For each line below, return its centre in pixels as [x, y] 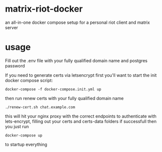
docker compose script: [29, 80]
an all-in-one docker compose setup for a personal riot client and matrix [78, 22]
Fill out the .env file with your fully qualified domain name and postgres [76, 60]
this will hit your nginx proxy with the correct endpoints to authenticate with [81, 116]
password [15, 66]
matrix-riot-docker [44, 9]
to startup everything [26, 144]
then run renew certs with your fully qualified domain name [64, 98]
